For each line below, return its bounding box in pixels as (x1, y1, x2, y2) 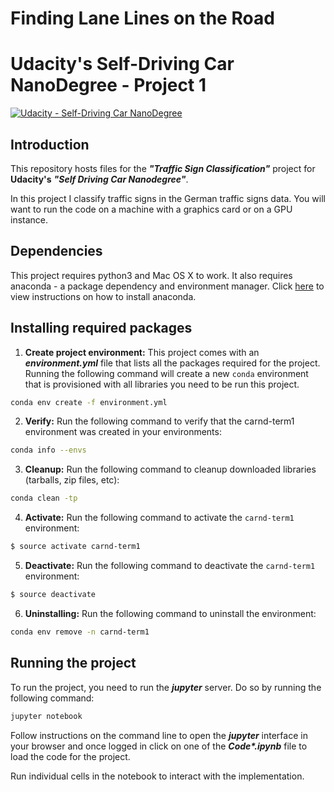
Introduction (10, 136, 90, 153)
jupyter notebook (10, 711, 83, 721)
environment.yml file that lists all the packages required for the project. (24, 357, 321, 369)
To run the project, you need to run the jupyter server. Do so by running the (10, 681, 322, 693)
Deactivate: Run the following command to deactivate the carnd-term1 (24, 560, 316, 572)
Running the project (10, 655, 137, 672)
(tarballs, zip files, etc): (24, 474, 120, 486)
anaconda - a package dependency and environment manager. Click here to (10, 280, 325, 292)
